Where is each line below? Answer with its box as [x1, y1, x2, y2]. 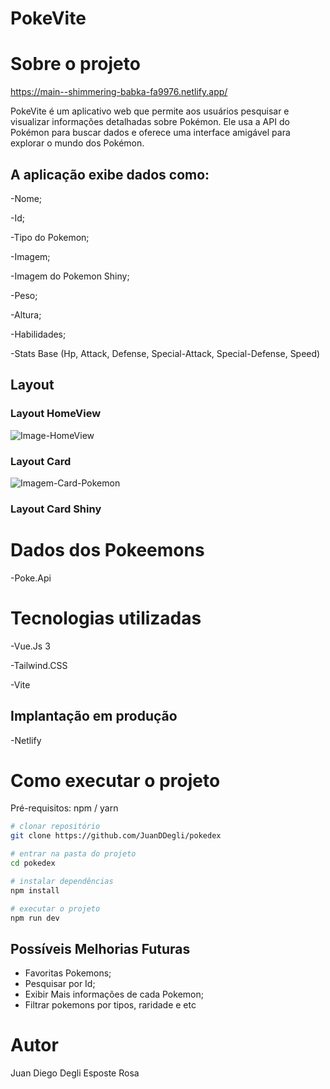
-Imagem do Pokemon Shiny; [10, 270, 130, 282]
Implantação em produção [10, 708, 178, 725]
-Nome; [10, 192, 43, 204]
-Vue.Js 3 [10, 640, 51, 652]
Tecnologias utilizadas [10, 607, 202, 629]
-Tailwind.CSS [10, 659, 68, 671]
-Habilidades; [10, 328, 67, 340]
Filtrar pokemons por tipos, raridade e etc [24, 999, 197, 1011]
